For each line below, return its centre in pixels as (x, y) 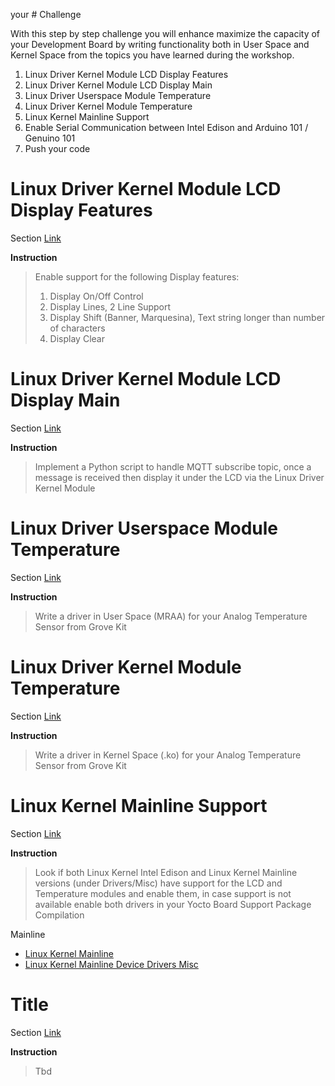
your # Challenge (46, 14)
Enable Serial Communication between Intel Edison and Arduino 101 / (166, 127)
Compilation (59, 915)
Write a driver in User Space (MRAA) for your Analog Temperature (171, 616)
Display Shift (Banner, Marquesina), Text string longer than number (187, 317)
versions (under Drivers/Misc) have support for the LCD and (158, 883)
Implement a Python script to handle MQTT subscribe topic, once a (173, 466)
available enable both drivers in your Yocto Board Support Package (173, 904)
